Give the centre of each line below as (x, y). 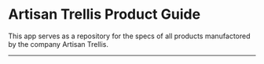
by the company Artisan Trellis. (58, 44)
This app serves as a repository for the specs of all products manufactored (129, 36)
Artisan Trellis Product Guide (104, 14)
